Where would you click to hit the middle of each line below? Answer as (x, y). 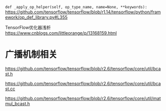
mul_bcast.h (18, 104)
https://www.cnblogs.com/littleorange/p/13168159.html (61, 33)
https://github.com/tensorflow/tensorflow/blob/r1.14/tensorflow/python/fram (83, 12)
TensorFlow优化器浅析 (28, 28)
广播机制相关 (31, 55)
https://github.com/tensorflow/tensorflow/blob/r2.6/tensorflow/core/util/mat (83, 98)
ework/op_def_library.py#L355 (36, 17)
